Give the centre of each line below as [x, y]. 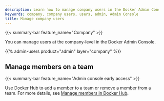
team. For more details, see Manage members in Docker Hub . [67, 93]
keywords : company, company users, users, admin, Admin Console [72, 14]
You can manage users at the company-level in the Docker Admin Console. [81, 42]
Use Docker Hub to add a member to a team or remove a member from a [78, 88]
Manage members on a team [49, 67]
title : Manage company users [35, 19]
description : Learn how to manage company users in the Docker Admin [77, 10]
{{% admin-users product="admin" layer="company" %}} [63, 51]
